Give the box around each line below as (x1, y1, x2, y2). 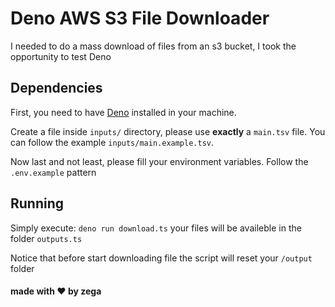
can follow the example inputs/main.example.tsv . (10, 136, 215, 148)
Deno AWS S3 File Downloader (10, 7, 270, 30)
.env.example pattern (10, 166, 97, 178)
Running (10, 195, 65, 212)
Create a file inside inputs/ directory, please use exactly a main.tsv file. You (10, 125, 326, 137)
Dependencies (10, 80, 103, 97)
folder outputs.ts (10, 232, 83, 244)
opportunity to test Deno (10, 50, 112, 62)
